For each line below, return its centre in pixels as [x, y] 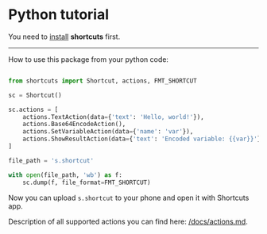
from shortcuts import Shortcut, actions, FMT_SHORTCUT [103, 81]
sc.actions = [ [33, 109]
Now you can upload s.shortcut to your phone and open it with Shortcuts [129, 198]
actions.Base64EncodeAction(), [74, 125]
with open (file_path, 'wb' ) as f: [66, 175]
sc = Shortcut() [35, 95]
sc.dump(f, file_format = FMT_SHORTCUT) [87, 182]
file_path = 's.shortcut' [51, 160]
